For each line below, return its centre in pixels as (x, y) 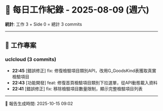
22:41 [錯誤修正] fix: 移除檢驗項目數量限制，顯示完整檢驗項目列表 (77, 89)
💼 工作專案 (21, 46)
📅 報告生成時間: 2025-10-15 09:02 (39, 103)
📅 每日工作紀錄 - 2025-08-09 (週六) (77, 10)
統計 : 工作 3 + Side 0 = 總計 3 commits (44, 24)
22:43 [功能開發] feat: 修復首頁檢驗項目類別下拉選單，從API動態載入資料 (85, 83)
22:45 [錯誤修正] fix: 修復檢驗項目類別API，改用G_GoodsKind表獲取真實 (84, 70)
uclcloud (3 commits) (31, 59)
